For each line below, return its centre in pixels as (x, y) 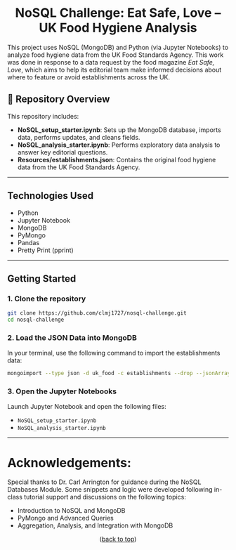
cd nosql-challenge (36, 320)
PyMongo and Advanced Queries (65, 518)
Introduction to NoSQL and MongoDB (71, 511)
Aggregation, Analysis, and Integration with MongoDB (95, 525)
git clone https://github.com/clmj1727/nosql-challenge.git (97, 313)
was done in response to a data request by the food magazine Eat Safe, (111, 62)
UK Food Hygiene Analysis (118, 28)
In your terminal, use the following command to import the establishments (114, 353)
